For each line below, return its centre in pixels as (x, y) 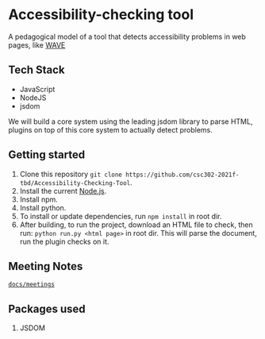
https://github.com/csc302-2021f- (182, 175)
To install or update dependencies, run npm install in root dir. (121, 216)
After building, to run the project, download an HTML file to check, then (136, 225)
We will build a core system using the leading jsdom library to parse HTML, (131, 121)
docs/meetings (32, 285)
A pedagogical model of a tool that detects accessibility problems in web (127, 37)
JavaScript (37, 89)
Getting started (47, 155)
